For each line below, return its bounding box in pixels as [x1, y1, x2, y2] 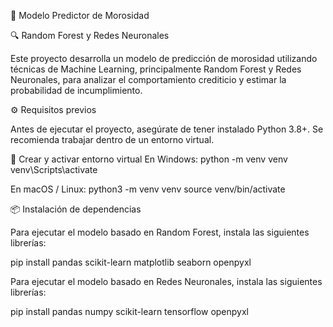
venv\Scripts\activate [10, 164, 98, 175]
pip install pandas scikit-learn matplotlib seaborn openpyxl [10, 256, 252, 268]
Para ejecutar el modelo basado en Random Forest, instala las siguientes [10, 226, 310, 238]
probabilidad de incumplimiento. [10, 85, 143, 96]
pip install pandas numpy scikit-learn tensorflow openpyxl [10, 306, 249, 317]
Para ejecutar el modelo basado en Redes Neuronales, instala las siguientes [10, 276, 323, 287]
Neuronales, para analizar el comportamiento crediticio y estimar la [10, 74, 287, 85]
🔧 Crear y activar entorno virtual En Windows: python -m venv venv [10, 153, 288, 165]
